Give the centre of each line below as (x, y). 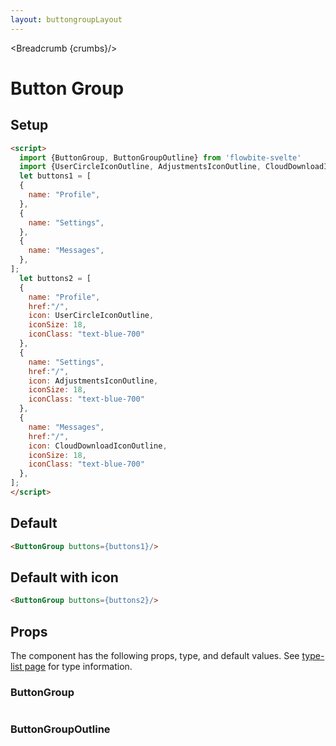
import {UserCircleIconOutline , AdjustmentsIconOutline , (140, 167)
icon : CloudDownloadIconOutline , (98, 446)
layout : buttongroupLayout (66, 19)
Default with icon (64, 577)
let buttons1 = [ (55, 176)
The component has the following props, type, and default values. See (155, 656)
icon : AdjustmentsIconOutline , (93, 381)
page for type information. (78, 667)
